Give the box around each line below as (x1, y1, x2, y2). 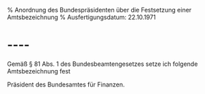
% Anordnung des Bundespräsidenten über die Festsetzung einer (7, 6, 192, 14)
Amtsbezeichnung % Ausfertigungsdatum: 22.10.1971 (7, 13, 156, 21)
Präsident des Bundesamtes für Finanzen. (7, 80, 125, 89)
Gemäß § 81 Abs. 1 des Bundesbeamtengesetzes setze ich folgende (7, 60, 198, 68)
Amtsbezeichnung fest (7, 67, 70, 75)
